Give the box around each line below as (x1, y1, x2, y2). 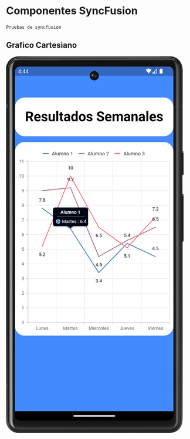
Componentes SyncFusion (6, 4, 138, 18)
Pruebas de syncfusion (6, 24, 62, 30)
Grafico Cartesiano (6, 40, 77, 51)
